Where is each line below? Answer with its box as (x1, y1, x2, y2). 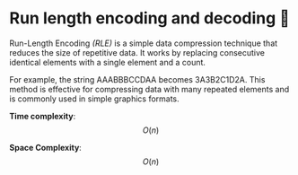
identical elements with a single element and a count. (9, 57, 206, 67)
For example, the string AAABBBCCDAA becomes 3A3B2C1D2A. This (9, 74, 266, 84)
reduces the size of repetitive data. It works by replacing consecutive (9, 47, 266, 57)
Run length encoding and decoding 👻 (9, 8, 290, 29)
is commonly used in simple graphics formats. (9, 93, 180, 104)
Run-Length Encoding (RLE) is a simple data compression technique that (9, 38, 278, 48)
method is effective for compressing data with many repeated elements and (9, 83, 290, 94)
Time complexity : (9, 110, 76, 121)
